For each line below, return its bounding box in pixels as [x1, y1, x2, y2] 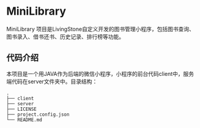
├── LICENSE [6, 106, 37, 112]
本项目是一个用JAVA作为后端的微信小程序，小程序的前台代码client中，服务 [6, 70, 194, 77]
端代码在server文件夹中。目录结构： [6, 78, 98, 85]
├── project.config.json [6, 111, 70, 118]
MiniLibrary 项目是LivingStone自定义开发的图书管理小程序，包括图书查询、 [6, 25, 194, 32]
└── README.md [6, 116, 43, 123]
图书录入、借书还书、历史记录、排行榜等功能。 [6, 32, 124, 40]
